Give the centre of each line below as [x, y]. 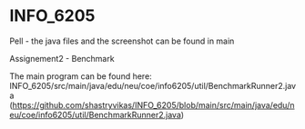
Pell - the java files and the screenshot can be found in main [122, 41]
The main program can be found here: [81, 76]
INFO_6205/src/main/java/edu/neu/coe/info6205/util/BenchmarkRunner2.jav [153, 85]
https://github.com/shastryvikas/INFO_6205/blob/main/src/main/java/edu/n [153, 104]
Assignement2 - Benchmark [62, 58]
